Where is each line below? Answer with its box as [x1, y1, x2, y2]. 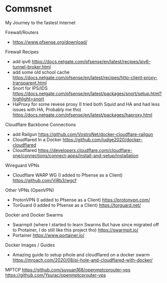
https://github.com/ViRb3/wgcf [12, 177, 77, 183]
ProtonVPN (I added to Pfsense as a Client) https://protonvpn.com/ [12, 197, 150, 203]
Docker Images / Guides [5, 242, 55, 248]
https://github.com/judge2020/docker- [62, 136, 143, 143]
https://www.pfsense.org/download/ [12, 39, 87, 45]
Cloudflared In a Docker [12, 136, 61, 143]
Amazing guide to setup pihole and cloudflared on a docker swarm [12, 251, 150, 257]
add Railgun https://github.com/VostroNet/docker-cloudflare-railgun [12, 131, 153, 137]
